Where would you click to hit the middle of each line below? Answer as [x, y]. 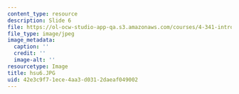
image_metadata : [31, 40]
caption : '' [32, 47]
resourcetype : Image [38, 66]
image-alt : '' [34, 60]
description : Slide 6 [39, 20]
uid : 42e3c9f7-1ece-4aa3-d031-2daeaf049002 [73, 80]
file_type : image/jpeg [41, 34]
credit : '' [30, 54]
